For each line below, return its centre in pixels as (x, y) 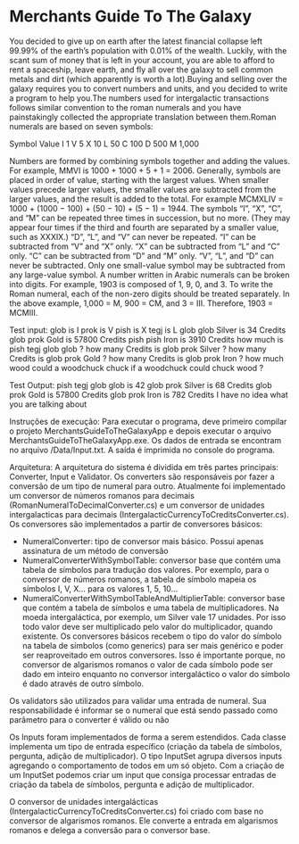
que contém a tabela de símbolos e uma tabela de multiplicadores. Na (150, 608)
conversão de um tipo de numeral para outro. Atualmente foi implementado (147, 486)
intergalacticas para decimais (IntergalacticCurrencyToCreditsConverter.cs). (149, 514)
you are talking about (48, 404)
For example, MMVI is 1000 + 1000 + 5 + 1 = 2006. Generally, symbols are (145, 170)
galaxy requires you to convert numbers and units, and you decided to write (149, 88)
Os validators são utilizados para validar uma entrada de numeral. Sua (138, 700)
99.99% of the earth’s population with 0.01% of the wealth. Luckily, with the (148, 50)
